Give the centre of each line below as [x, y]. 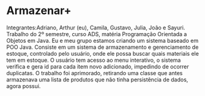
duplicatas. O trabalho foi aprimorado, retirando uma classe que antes [95, 73]
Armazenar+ [39, 11]
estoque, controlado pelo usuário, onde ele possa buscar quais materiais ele [102, 53]
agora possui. [24, 86]
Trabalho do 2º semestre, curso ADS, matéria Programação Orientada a [97, 34]
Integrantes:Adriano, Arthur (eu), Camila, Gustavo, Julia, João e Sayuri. [96, 28]
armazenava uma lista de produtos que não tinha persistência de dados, [97, 79]
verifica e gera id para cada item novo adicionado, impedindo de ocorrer [98, 66]
